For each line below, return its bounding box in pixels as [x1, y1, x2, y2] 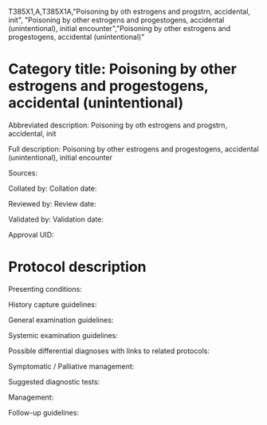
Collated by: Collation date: [8, 183, 97, 193]
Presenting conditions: [8, 284, 82, 293]
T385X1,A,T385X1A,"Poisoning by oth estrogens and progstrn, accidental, [8, 7, 251, 16]
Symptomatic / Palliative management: [8, 361, 135, 371]
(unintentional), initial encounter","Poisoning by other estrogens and [8, 24, 231, 33]
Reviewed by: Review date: [8, 199, 97, 208]
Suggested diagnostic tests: [8, 376, 100, 386]
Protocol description [8, 258, 147, 276]
